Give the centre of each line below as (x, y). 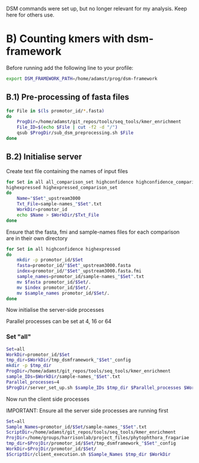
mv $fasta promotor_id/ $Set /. (54, 282)
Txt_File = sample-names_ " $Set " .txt (59, 204)
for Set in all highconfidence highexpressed (63, 249)
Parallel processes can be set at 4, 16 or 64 (59, 321)
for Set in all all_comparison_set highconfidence (70, 182)
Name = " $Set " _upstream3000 (49, 199)
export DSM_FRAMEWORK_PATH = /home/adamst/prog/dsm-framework (82, 79)
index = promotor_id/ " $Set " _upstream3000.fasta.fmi (79, 271)
